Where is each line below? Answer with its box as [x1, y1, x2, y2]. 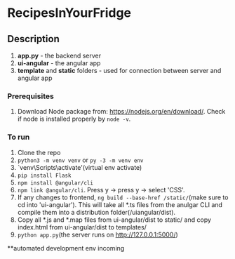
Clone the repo [17, 148, 61, 157]
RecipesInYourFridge [7, 5, 132, 21]
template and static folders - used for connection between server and [17, 67, 222, 74]
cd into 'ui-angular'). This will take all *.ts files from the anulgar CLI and [17, 200, 223, 208]
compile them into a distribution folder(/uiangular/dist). [17, 208, 176, 216]
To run [7, 132, 30, 142]
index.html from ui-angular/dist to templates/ [17, 223, 147, 231]
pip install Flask [17, 172, 72, 179]
